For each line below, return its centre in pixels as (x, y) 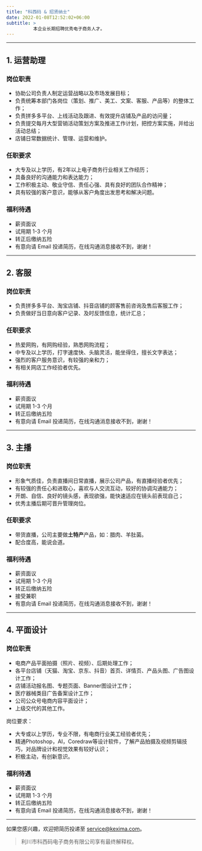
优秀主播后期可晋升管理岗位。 (52, 503)
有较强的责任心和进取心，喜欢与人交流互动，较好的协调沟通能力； (96, 488)
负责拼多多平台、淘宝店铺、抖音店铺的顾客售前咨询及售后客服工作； (99, 306)
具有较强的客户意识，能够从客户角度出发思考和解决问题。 (86, 192)
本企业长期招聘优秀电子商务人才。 (69, 29)
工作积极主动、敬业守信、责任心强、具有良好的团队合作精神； (91, 185)
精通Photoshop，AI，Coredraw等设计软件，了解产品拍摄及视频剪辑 (98, 741)
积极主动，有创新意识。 (44, 756)
